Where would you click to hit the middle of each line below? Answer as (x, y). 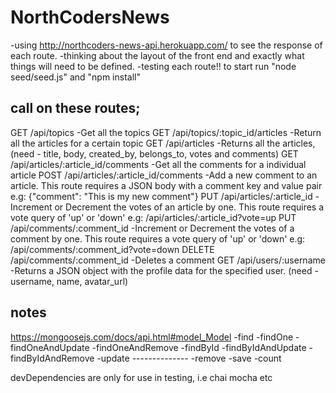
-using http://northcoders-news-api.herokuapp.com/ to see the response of (166, 45)
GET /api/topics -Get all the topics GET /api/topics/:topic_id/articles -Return (166, 132)
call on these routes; (75, 108)
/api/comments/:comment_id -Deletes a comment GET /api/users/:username (168, 260)
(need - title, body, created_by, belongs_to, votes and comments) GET (154, 153)
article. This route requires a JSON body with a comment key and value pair (166, 185)
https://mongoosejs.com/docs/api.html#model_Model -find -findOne (152, 337)
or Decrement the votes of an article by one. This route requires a (189, 207)
